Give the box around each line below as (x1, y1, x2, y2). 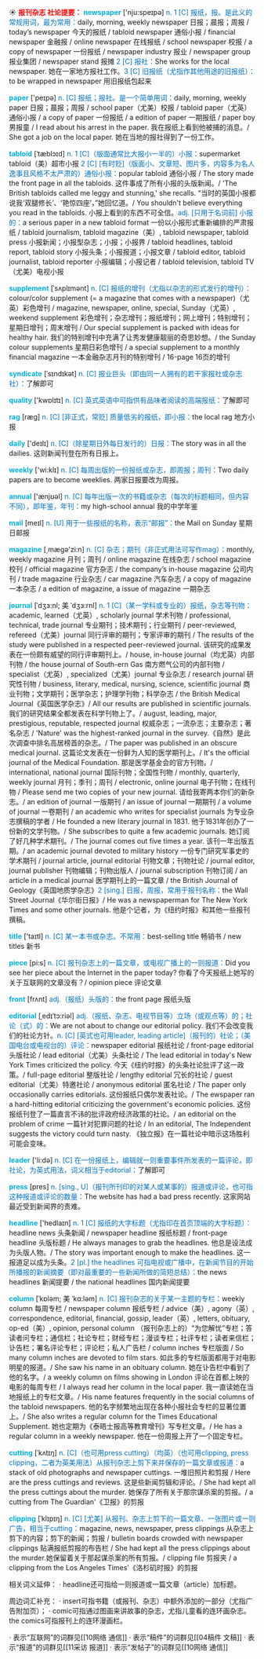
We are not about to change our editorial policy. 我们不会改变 (50, 1021, 247, 1030)
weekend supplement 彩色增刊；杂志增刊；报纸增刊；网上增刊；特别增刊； (9, 313, 252, 322)
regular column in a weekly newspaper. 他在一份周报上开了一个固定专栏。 (9, 1431, 248, 1441)
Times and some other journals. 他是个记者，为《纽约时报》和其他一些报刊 (9, 905, 251, 914)
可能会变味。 (9, 1139, 50, 1148)
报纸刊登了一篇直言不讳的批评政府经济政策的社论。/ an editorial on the (9, 1109, 237, 1119)
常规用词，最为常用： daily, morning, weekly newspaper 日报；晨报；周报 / (9, 17, 250, 27)
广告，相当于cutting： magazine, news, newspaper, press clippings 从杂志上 (9, 1524, 254, 1533)
